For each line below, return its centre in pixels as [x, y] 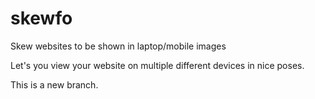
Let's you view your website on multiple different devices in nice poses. [157, 65]
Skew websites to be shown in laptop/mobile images [118, 46]
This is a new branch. [54, 84]
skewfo [41, 18]
